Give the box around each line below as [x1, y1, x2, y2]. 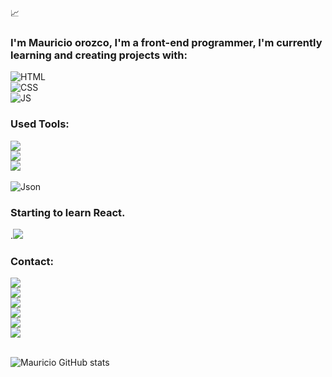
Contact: [10, 254, 54, 268]
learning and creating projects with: [10, 48, 188, 62]
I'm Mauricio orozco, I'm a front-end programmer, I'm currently [10, 35, 323, 49]
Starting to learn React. [10, 205, 126, 219]
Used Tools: [10, 117, 70, 131]
